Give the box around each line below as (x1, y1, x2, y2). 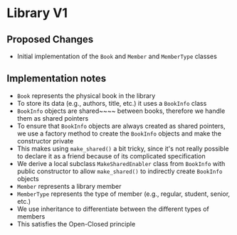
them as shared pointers (16, 114, 89, 122)
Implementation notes (6, 72, 107, 84)
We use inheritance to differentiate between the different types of (16, 204, 209, 213)
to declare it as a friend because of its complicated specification (16, 151, 206, 160)
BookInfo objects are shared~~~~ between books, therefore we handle (16, 106, 226, 115)
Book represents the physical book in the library (16, 91, 156, 100)
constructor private (16, 136, 74, 145)
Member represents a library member (16, 182, 122, 190)
